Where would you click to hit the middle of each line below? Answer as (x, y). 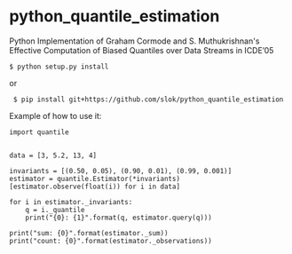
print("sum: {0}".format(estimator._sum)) (89, 233)
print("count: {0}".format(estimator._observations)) (111, 241)
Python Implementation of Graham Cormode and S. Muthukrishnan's (134, 41)
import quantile (39, 132)
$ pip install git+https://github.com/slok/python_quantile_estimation (148, 99)
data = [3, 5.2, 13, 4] (53, 155)
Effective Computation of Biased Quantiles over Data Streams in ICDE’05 (142, 50)
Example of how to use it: (55, 115)
